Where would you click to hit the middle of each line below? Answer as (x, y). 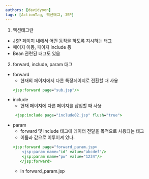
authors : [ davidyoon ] (28, 10)
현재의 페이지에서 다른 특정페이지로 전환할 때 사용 (69, 80)
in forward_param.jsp (42, 171)
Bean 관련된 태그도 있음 (36, 53)
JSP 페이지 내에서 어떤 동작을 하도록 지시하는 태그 (62, 41)
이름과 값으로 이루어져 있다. (47, 137)
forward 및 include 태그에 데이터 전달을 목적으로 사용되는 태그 (82, 131)
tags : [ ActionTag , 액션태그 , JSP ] (40, 15)
